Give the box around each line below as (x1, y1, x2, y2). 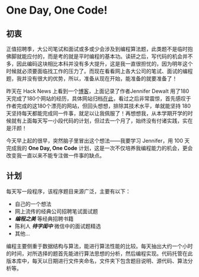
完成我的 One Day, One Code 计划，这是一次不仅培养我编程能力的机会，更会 (6, 144, 193, 152)
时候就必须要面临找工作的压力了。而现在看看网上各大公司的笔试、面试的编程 (6, 67, 193, 75)
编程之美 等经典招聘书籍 (14, 215, 74, 222)
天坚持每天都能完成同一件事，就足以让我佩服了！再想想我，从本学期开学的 (6, 110, 188, 117)
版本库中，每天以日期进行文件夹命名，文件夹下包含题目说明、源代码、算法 (6, 257, 188, 264)
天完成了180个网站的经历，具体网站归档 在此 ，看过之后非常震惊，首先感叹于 (6, 95, 191, 102)
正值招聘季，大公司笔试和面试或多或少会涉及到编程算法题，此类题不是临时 (6, 46, 188, 52)
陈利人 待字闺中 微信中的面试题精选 (14, 223, 101, 230)
